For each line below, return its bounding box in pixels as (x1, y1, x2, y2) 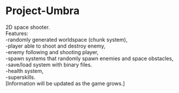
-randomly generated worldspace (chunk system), (5, 36, 128, 43)
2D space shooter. (5, 24, 51, 31)
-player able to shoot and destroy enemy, (5, 42, 105, 49)
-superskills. (5, 74, 36, 81)
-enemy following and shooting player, (5, 48, 99, 55)
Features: (5, 29, 29, 36)
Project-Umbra (5, 4, 80, 18)
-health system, (5, 67, 44, 74)
